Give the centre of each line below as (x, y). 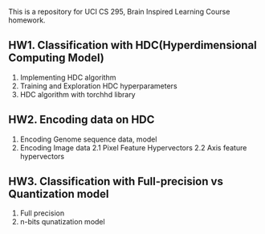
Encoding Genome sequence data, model (88, 139)
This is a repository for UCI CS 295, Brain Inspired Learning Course (119, 12)
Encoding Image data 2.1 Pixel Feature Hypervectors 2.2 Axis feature (133, 147)
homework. (27, 20)
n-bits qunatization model (63, 222)
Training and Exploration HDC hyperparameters (99, 86)
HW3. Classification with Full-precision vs (116, 181)
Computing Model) (56, 58)
